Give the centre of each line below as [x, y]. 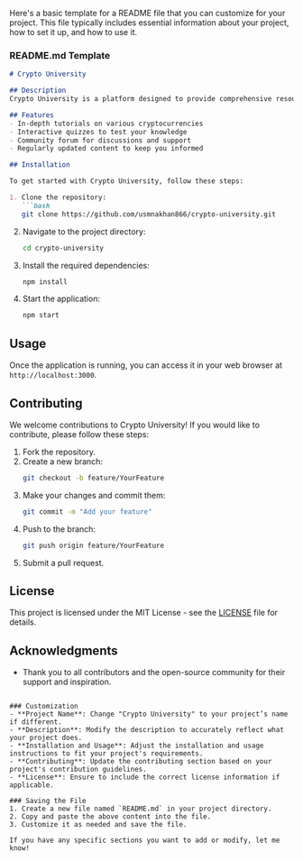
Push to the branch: [59, 529]
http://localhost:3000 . [53, 375]
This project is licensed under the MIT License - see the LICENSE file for [143, 613]
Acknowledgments [64, 650]
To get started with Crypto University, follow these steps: [127, 181]
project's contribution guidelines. [78, 770]
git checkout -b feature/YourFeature [93, 478]
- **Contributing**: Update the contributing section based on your [141, 762]
